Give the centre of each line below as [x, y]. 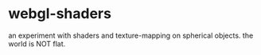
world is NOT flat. [37, 43]
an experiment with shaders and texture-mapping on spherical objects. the [131, 35]
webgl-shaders [60, 14]
